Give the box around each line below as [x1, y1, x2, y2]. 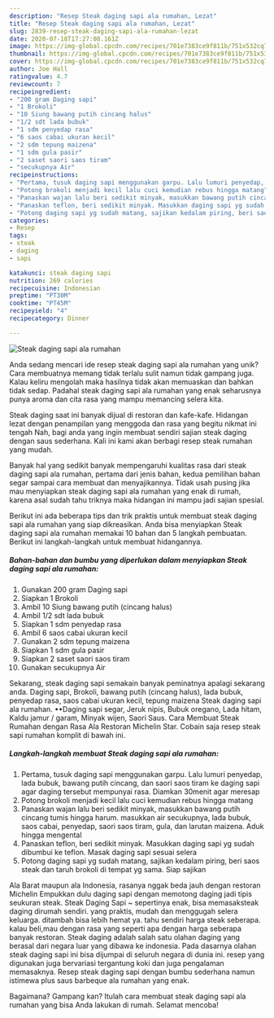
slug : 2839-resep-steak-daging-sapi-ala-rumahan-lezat [9, 27, 199, 35]
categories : [9, 217, 50, 225]
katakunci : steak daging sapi [9, 269, 112, 277]
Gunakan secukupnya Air [20, 662, 106, 672]
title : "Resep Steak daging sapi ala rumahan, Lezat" [9, 20, 196, 28]
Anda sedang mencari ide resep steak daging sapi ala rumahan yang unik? [9, 359, 259, 369]
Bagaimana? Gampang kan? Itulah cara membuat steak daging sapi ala [9, 991, 246, 1001]
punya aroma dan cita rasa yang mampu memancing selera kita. [9, 394, 224, 404]
